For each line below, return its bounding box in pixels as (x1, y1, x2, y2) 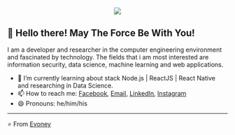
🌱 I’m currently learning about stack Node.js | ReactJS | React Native (17, 74, 215, 82)
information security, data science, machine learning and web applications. (7, 60, 224, 69)
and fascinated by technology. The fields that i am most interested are (7, 53, 209, 61)
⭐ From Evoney (7, 120, 51, 128)
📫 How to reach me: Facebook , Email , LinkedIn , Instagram (17, 90, 187, 97)
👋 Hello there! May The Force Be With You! (7, 27, 195, 38)
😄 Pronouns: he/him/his (17, 99, 87, 108)
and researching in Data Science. (17, 81, 113, 90)
